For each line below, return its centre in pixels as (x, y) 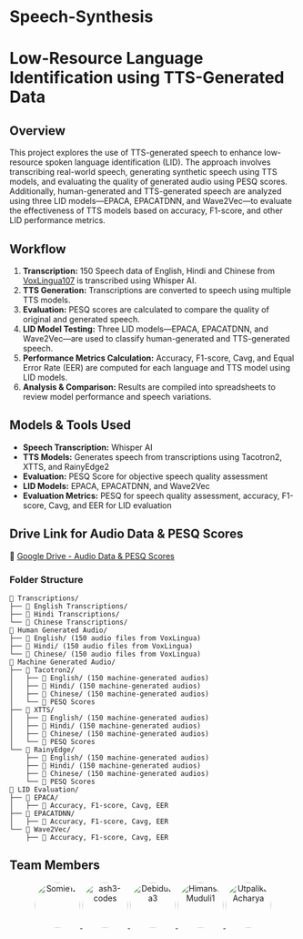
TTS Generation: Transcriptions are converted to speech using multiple (157, 290)
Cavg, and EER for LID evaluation (111, 505)
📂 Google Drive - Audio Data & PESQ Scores (92, 556)
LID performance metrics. (58, 220)
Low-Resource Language (106, 59)
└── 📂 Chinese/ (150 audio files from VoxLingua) (106, 654)
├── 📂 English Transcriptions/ (69, 606)
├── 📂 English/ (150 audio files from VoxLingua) (106, 638)
